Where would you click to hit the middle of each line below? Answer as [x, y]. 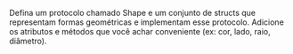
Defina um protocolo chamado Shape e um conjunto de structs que [133, 13]
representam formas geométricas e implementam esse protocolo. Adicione [147, 22]
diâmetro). [28, 41]
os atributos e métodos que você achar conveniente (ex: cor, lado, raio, [140, 31]
